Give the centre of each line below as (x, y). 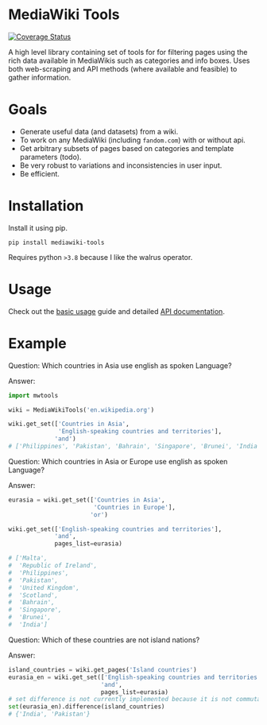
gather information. (40, 77)
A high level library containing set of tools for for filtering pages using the (128, 52)
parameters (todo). (50, 157)
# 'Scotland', (33, 595)
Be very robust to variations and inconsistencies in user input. (121, 165)
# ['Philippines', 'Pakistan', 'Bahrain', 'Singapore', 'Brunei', (120, 447)
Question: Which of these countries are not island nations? (104, 640)
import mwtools (33, 395)
